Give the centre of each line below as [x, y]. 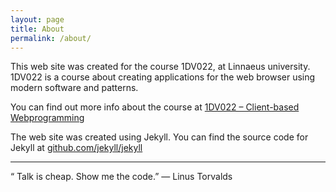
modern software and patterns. [74, 88]
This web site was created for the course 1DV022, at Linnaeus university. [160, 67]
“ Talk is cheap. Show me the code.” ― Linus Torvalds [121, 177]
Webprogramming [47, 118]
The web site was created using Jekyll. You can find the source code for [159, 137]
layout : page [37, 19]
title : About [37, 29]
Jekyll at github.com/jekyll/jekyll [76, 148]
